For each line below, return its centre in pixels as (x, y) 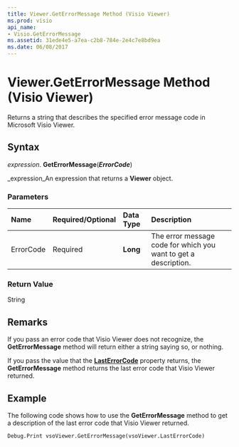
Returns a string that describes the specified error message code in (106, 117)
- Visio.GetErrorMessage (44, 34)
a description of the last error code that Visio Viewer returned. (99, 423)
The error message (183, 236)
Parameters (28, 197)
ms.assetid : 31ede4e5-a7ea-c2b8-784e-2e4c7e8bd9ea (84, 41)
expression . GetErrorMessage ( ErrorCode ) (70, 164)
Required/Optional (84, 220)
